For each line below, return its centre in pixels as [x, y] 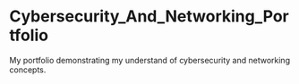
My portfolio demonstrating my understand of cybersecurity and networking [150, 60]
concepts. [28, 70]
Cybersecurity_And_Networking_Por [149, 17]
